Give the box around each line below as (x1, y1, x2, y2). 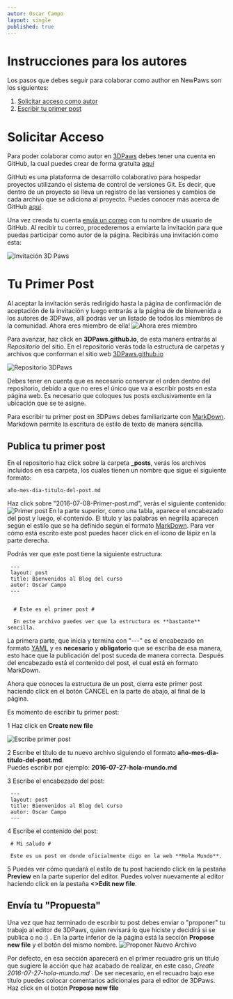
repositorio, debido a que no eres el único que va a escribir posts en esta (7, 384, 217, 392)
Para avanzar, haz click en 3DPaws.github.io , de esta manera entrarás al (7, 335, 217, 344)
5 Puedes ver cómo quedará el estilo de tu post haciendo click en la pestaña (7, 865, 226, 873)
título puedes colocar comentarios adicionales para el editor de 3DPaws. (7, 976, 216, 984)
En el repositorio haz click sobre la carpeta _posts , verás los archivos (7, 459, 207, 467)
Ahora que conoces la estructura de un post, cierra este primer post (7, 680, 202, 687)
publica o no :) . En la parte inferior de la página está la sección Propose (7, 933, 214, 941)
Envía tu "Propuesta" (7, 900, 101, 912)
